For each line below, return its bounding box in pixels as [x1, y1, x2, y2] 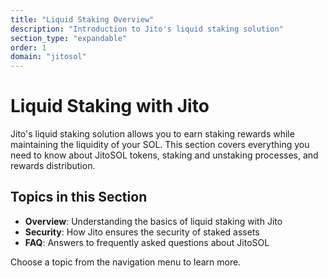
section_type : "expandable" [10, 33, 128, 43]
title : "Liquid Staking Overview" [10, 14, 155, 25]
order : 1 [10, 42, 47, 53]
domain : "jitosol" [10, 52, 87, 62]
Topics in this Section [10, 189, 148, 206]
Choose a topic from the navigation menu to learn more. [10, 256, 242, 268]
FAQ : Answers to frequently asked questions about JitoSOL [24, 236, 270, 248]
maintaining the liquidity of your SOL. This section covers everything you [10, 139, 310, 151]
